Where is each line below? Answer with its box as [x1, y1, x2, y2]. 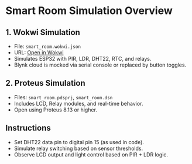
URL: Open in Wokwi [13, 49, 64, 56]
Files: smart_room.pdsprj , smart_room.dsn [13, 93, 113, 100]
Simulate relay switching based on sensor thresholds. [13, 145, 143, 152]
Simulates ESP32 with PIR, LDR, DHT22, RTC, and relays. [13, 55, 152, 62]
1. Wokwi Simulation [5, 27, 80, 37]
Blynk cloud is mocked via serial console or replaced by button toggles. [13, 61, 187, 68]
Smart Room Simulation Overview [5, 4, 173, 18]
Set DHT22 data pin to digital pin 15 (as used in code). [13, 138, 145, 145]
